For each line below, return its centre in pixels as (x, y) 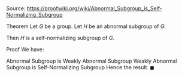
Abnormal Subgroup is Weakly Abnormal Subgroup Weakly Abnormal (92, 61)
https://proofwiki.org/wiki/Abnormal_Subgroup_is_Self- (95, 8)
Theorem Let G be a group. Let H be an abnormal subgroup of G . (86, 26)
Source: (16, 8)
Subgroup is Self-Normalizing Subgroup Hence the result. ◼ (80, 67)
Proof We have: (25, 50)
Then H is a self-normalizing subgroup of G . (60, 38)
